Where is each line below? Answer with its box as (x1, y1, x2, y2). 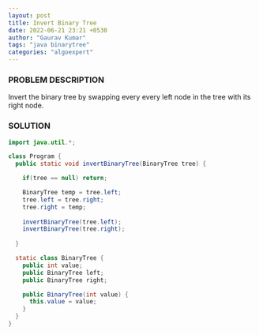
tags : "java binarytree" (8, 41, 90, 49)
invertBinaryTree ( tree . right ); (22, 225, 126, 233)
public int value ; (22, 262, 83, 269)
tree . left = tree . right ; (22, 195, 104, 204)
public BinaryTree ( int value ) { (22, 290, 129, 299)
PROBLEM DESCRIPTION (8, 74, 105, 85)
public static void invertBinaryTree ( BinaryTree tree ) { (15, 160, 207, 168)
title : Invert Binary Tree (8, 19, 97, 27)
